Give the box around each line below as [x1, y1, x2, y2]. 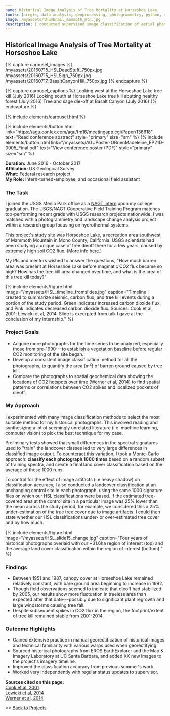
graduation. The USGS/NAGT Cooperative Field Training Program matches [5, 206, 160, 212]
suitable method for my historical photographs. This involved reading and [5, 419, 158, 425]
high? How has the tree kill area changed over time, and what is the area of [5, 269, 161, 275]
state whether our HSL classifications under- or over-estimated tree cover [5, 514, 159, 520]
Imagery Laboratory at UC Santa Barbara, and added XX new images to [12, 653, 162, 659]
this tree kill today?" [5, 274, 47, 280]
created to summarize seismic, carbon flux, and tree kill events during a [5, 294, 154, 300]
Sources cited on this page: [5, 679, 64, 685]
